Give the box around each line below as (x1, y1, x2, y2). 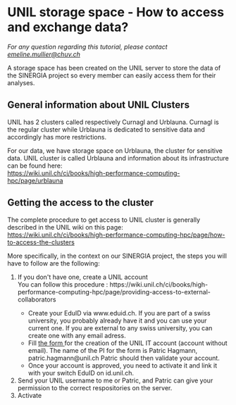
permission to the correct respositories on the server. (17, 383, 173, 392)
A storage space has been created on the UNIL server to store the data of (7, 63, 221, 72)
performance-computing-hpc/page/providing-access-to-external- (17, 287, 211, 296)
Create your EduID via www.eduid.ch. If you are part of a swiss (27, 309, 211, 317)
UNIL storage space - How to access (7, 4, 224, 20)
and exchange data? (7, 19, 129, 35)
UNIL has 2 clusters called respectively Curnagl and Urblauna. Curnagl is (7, 118, 220, 126)
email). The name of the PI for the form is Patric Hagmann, (27, 346, 198, 354)
